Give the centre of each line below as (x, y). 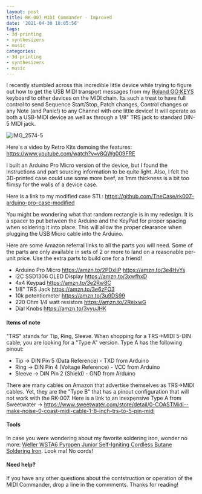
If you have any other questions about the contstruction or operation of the (99, 478)
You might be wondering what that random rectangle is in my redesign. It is (100, 215)
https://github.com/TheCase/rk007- (150, 197)
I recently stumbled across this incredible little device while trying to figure (99, 85)
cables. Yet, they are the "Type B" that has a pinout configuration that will (98, 391)
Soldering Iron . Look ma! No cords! (50, 450)
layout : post (23, 12)
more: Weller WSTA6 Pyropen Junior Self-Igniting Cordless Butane (89, 444)
